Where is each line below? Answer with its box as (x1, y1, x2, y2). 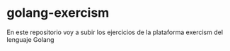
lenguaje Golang (6, 35, 54, 43)
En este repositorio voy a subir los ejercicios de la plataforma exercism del (6, 28, 224, 36)
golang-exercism (6, 5, 110, 21)
